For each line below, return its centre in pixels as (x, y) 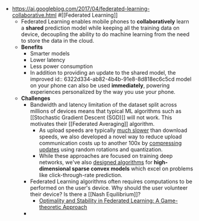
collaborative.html (34, 15)
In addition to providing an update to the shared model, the (103, 73)
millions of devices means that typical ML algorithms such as (106, 111)
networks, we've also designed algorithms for (96, 162)
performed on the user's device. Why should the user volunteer (109, 188)
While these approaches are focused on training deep (106, 156)
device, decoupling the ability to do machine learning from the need (105, 34)
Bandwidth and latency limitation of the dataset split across (103, 104)
